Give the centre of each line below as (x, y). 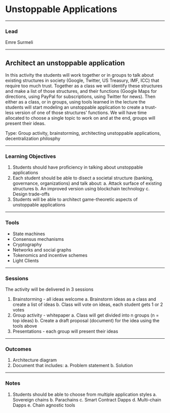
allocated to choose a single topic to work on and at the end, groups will (80, 118)
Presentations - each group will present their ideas (65, 331)
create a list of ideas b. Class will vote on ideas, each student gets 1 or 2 (88, 304)
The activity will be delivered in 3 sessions (49, 289)
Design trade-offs (31, 194)
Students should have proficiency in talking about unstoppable (78, 167)
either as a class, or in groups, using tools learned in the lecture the (75, 102)
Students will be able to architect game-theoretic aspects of (75, 199)
